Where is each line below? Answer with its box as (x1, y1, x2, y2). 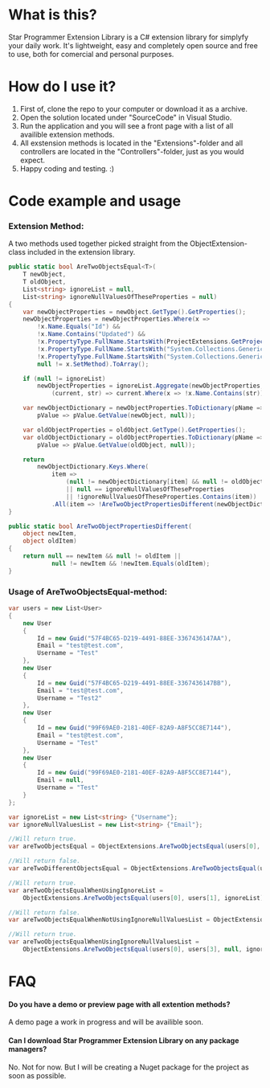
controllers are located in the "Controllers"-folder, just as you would (19, 146, 244, 156)
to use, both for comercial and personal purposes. (8, 49, 174, 59)
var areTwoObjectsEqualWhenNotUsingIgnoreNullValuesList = (8, 916, 211, 924)
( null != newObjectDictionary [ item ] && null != (65, 478, 228, 486)
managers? (8, 1044, 47, 1053)
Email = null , (37, 776, 84, 784)
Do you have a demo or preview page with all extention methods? (8, 999, 231, 1009)
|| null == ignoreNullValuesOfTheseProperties (65, 485, 225, 493)
